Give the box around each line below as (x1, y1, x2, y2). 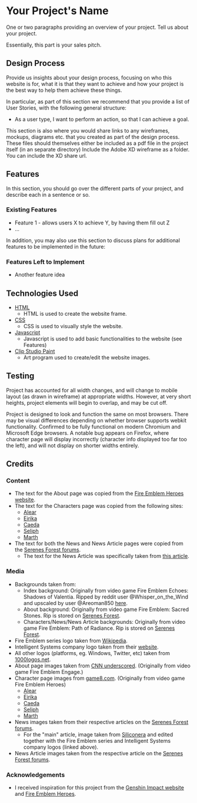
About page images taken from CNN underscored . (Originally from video (14, 662, 191, 669)
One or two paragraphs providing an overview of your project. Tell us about (6, 24, 189, 31)
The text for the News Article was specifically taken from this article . (23, 553, 189, 560)
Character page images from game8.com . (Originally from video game (14, 675, 185, 682)
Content (6, 477, 31, 485)
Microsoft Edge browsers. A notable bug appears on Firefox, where (6, 429, 169, 437)
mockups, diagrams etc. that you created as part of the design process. (6, 133, 180, 140)
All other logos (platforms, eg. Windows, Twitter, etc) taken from (14, 649, 171, 656)
